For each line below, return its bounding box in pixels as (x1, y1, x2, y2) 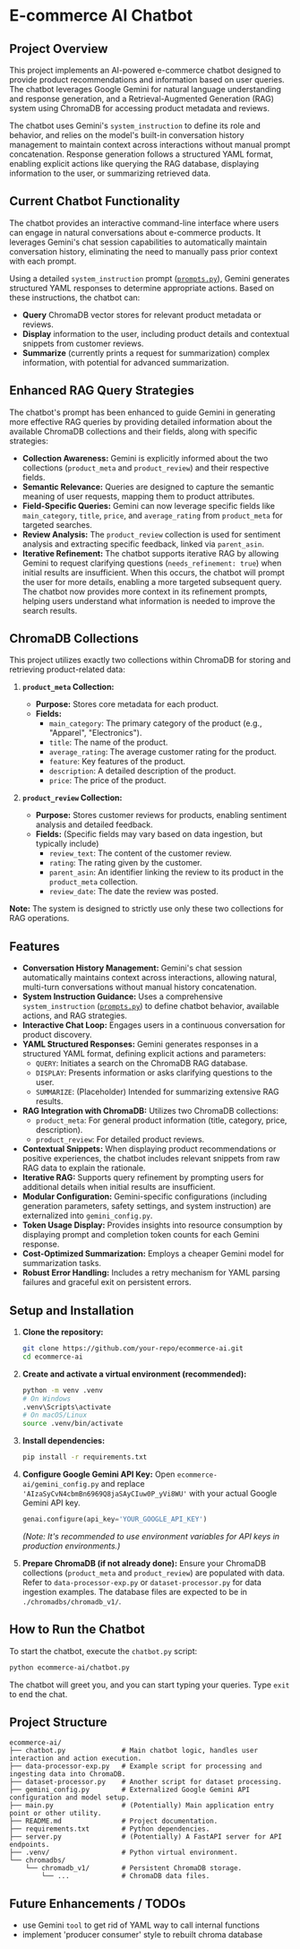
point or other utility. (9, 1809, 102, 1818)
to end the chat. (9, 1688, 68, 1699)
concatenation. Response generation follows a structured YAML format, (9, 149, 273, 160)
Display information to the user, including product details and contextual (21, 328, 289, 339)
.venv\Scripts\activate (21, 1402, 112, 1411)
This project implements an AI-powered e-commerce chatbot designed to (9, 65, 281, 75)
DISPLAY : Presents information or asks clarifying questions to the (35, 1067, 273, 1078)
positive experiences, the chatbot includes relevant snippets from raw (21, 1153, 280, 1164)
